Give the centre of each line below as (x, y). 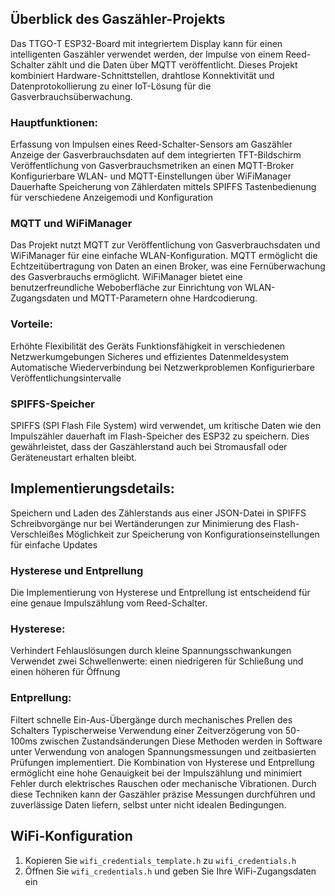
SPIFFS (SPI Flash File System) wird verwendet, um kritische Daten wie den (166, 425)
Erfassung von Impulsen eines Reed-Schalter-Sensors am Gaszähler (151, 144)
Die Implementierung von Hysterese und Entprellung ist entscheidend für (160, 593)
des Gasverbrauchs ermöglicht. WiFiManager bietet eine (126, 277)
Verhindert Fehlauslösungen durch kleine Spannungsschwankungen (151, 651)
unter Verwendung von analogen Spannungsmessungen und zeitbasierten (163, 751)
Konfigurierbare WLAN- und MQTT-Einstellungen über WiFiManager (151, 176)
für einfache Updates (54, 544)
